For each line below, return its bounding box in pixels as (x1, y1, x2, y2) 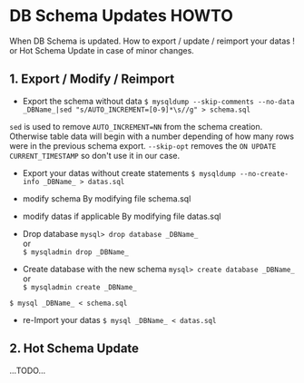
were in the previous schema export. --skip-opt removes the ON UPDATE (9, 140, 277, 151)
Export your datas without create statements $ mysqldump (22, 167, 236, 178)
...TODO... (9, 365, 46, 376)
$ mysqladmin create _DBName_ (22, 282, 138, 291)
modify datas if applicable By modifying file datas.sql (22, 211, 221, 221)
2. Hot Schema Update (9, 341, 139, 357)
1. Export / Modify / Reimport (9, 72, 175, 87)
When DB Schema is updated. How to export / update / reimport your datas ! (9, 35, 295, 46)
